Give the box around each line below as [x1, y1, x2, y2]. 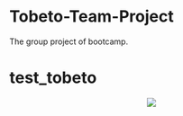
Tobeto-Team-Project [9, 6, 174, 27]
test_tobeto [9, 67, 97, 88]
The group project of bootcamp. [9, 36, 129, 47]
